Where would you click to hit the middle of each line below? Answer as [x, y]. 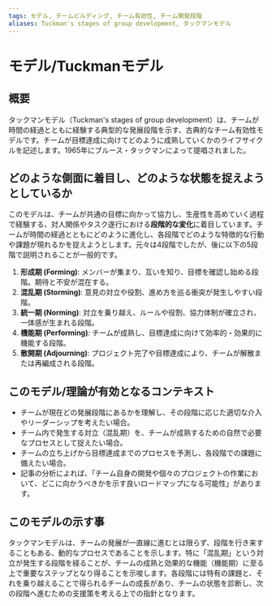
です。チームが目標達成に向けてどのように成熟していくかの [121, 140]
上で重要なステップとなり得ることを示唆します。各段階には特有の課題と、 [132, 573]
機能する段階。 [45, 343]
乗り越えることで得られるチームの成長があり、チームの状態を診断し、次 [143, 583]
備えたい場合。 [45, 463]
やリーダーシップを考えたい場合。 [77, 423]
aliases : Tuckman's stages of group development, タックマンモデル [120, 24]
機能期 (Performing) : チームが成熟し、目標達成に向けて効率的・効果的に [141, 333]
